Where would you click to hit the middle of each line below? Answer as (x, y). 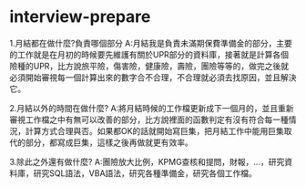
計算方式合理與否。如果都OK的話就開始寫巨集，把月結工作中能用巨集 (155, 130)
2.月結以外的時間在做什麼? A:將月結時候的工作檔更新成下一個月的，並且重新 (152, 108)
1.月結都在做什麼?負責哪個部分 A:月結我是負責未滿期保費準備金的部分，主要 (151, 43)
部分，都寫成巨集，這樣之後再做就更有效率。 (109, 142)
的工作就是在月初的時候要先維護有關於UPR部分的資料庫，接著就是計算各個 (149, 54)
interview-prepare (80, 17)
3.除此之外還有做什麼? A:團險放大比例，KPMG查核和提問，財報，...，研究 (147, 161)
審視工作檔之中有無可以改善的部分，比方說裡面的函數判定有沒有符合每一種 (149, 119)
